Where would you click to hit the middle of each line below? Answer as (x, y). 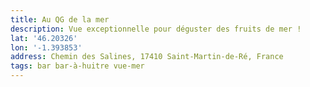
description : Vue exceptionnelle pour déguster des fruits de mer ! (156, 29)
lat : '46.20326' (44, 38)
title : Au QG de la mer (60, 19)
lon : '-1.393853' (46, 47)
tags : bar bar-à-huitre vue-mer (77, 66)
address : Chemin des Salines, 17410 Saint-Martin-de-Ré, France (147, 57)
